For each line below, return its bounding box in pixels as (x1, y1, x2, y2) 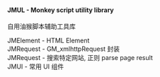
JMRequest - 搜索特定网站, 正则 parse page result (7, 54, 154, 62)
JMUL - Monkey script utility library (7, 6, 115, 14)
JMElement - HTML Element (7, 36, 90, 45)
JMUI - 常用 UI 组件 (7, 62, 64, 71)
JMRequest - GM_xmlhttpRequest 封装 (7, 45, 120, 53)
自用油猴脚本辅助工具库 (7, 22, 76, 31)
